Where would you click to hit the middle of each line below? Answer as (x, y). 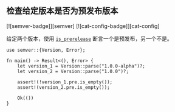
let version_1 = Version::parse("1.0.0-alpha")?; (81, 66)
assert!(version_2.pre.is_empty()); (64, 87)
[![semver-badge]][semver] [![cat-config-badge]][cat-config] (83, 26)
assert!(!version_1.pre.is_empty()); (65, 82)
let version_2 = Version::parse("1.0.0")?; (73, 71)
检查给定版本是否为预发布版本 (62, 11)
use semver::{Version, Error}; (46, 50)
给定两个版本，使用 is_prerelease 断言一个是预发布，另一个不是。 (89, 38)
